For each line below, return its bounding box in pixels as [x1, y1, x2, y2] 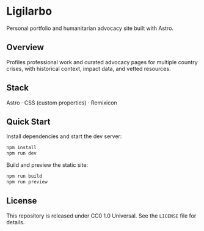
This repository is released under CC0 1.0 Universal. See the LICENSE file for [6, 212, 197, 219]
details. [6, 218, 25, 226]
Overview [6, 42, 45, 53]
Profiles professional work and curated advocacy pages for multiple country [6, 58, 198, 65]
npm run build [6, 173, 43, 180]
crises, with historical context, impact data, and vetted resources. [6, 65, 171, 72]
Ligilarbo [6, 4, 53, 18]
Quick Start [6, 116, 51, 127]
